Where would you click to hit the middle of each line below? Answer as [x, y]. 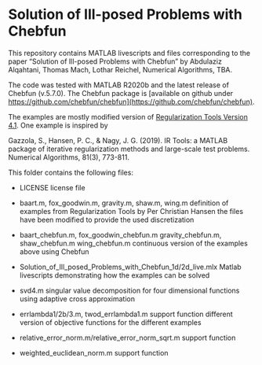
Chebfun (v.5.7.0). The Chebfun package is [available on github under [121, 93]
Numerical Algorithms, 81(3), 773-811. [69, 157]
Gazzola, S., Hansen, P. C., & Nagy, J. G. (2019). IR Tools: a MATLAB [118, 140]
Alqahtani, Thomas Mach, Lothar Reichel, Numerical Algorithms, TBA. [120, 69]
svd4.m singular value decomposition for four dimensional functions [129, 290]
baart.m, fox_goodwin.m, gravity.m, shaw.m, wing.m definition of [124, 203]
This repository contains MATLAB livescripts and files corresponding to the [129, 53]
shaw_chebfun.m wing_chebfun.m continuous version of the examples [134, 243]
